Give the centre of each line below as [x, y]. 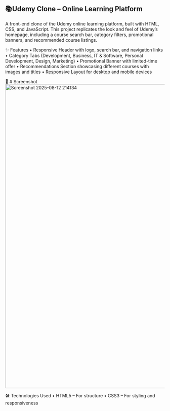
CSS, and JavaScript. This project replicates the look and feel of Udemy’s [81, 29]
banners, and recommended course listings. [51, 40]
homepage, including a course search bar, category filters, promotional [79, 35]
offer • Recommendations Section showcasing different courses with [77, 66]
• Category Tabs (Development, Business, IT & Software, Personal [74, 55]
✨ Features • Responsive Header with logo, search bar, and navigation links [84, 50]
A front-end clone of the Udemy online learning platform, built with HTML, [82, 24]
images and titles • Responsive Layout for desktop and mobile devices [79, 72]
